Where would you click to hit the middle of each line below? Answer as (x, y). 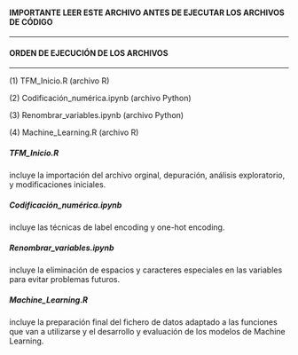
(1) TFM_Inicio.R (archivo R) (59, 81)
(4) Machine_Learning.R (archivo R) (74, 132)
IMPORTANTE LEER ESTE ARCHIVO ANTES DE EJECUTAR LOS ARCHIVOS (147, 12)
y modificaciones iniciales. (58, 185)
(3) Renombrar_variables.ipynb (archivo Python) (97, 115)
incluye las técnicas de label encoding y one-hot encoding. (117, 227)
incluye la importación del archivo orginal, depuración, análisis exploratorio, (147, 175)
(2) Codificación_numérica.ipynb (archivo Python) (101, 99)
